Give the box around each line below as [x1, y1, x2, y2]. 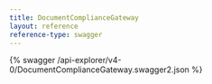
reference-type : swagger [9, 30, 103, 39]
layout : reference [9, 22, 78, 31]
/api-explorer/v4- [57, 55, 122, 66]
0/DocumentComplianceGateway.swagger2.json [9, 64, 189, 75]
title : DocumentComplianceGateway [9, 13, 140, 23]
